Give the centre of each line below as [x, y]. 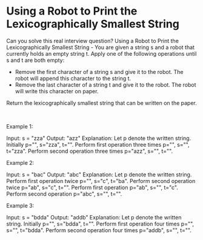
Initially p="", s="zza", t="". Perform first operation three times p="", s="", [98, 144]
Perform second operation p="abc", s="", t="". [64, 194]
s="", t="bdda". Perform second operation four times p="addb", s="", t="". [99, 230]
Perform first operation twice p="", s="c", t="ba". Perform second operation [101, 181]
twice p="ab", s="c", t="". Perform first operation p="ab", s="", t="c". [92, 187]
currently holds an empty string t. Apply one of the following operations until [101, 53]
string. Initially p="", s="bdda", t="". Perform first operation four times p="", [100, 224]
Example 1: [20, 126]
